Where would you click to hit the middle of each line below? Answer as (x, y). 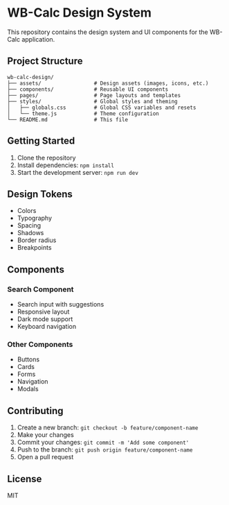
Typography (35, 218)
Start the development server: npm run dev (77, 172)
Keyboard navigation (47, 327)
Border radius (37, 240)
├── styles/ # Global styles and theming (92, 101)
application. (38, 39)
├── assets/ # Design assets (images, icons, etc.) (108, 83)
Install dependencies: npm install (65, 165)
